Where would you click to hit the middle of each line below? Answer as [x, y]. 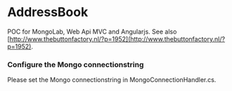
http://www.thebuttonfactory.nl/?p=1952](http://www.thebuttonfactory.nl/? [117, 38]
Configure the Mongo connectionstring [76, 64]
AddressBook [48, 12]
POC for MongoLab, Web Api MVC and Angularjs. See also [92, 31]
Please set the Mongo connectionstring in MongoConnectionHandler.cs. [112, 80]
